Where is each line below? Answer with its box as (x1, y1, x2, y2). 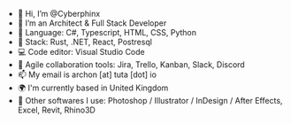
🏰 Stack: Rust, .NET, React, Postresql (17, 36, 153, 47)
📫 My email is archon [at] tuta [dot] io (17, 69, 157, 80)
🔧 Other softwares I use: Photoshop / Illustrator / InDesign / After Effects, (17, 96, 283, 105)
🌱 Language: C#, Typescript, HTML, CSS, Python (17, 27, 197, 37)
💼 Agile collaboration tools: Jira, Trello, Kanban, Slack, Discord (17, 59, 245, 70)
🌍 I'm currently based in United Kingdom (17, 82, 169, 93)
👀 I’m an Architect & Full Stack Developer (17, 18, 167, 28)
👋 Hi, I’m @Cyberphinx (17, 9, 101, 19)
